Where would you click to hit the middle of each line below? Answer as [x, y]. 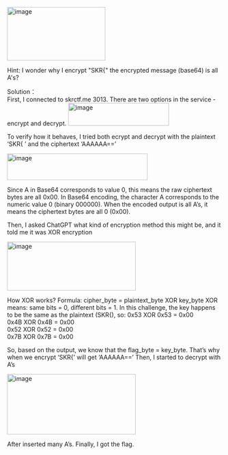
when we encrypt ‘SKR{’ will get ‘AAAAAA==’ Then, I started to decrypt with [114, 357]
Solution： [22, 91]
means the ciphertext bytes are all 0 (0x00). [69, 211]
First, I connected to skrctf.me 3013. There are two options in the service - [112, 99]
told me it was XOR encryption [50, 232]
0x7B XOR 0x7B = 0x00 [40, 336]
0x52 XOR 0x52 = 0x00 [40, 329]
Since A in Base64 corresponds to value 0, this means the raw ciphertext [110, 190]
